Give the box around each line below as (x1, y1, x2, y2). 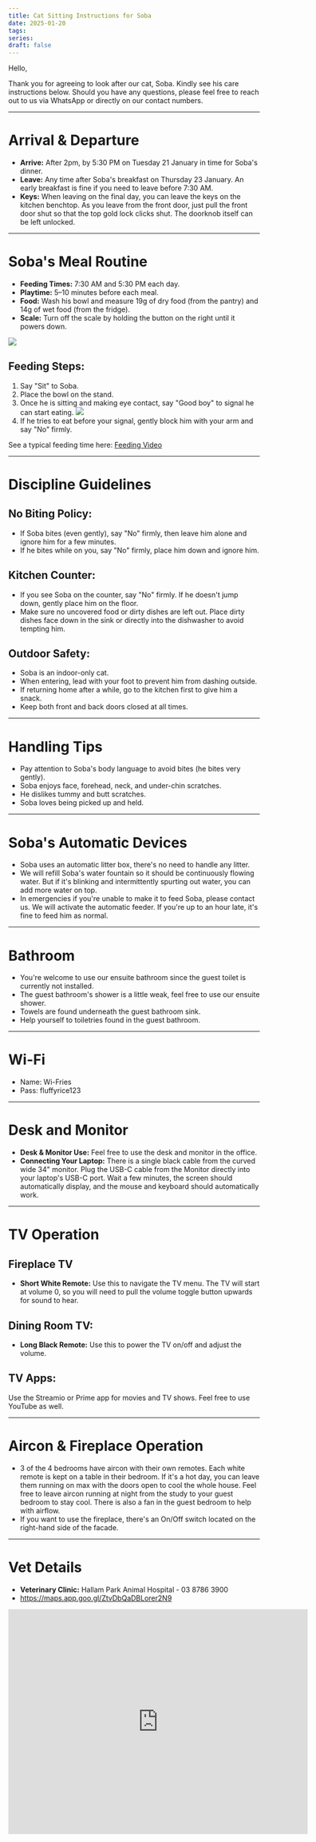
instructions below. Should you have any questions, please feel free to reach (8, 87, 259, 97)
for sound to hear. (19, 1296, 79, 1306)
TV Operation (8, 1226, 100, 1244)
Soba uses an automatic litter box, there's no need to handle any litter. (19, 860, 250, 870)
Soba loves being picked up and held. (19, 798, 144, 807)
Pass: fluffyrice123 (19, 1086, 81, 1095)
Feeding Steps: (8, 360, 85, 373)
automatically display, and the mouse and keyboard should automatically (19, 1182, 259, 1191)
